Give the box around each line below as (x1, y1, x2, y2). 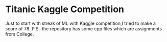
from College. (5, 31, 34, 37)
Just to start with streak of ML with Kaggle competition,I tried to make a (5, 20, 156, 26)
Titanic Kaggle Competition (5, 4, 124, 15)
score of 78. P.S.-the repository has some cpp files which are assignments (5, 25, 162, 31)
